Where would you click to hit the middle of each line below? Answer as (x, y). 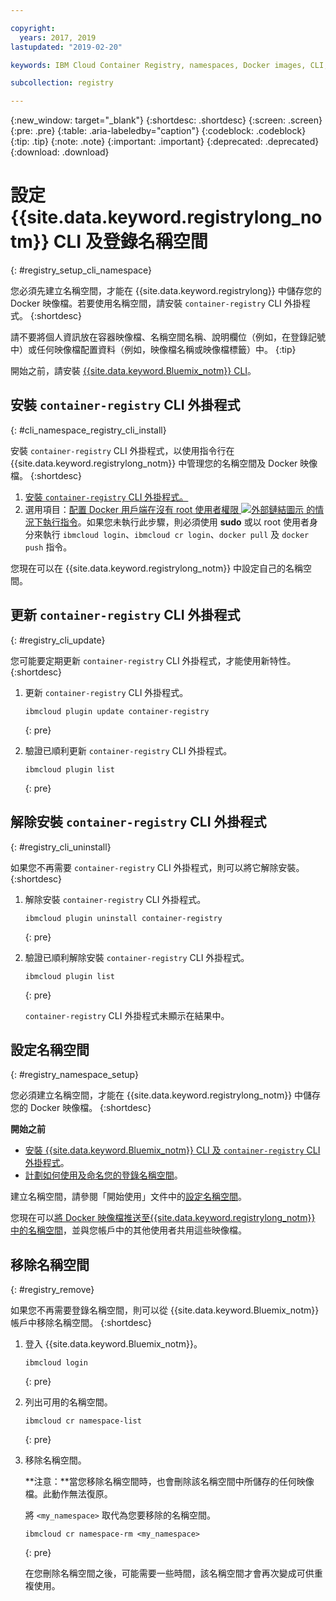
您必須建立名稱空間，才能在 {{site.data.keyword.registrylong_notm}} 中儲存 (166, 1095)
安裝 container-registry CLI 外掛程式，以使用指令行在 (122, 450)
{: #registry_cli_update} (58, 640)
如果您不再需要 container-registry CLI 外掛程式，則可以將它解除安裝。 (157, 867)
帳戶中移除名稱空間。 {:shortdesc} (81, 1323)
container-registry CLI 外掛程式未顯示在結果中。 (127, 1015)
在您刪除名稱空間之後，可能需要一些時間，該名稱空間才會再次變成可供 (169, 1573)
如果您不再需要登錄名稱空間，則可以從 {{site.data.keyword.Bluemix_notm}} (165, 1310)
